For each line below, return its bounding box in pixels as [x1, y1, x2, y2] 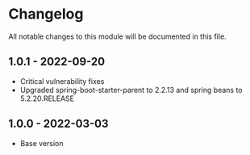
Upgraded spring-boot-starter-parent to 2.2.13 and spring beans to [19, 85, 243, 94]
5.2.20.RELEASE [19, 94, 75, 103]
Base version [19, 138, 64, 148]
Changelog [8, 5, 84, 23]
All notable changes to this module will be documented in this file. [8, 31, 227, 41]
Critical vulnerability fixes [19, 76, 105, 86]
